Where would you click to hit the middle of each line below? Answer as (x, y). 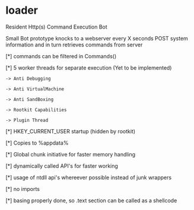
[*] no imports (23, 189)
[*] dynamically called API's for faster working (62, 166)
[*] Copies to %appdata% (37, 143)
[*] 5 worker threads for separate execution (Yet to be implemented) (89, 68)
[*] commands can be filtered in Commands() (61, 56)
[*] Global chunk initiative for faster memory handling (71, 154)
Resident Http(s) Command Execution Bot (56, 27)
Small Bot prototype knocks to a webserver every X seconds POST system (97, 38)
